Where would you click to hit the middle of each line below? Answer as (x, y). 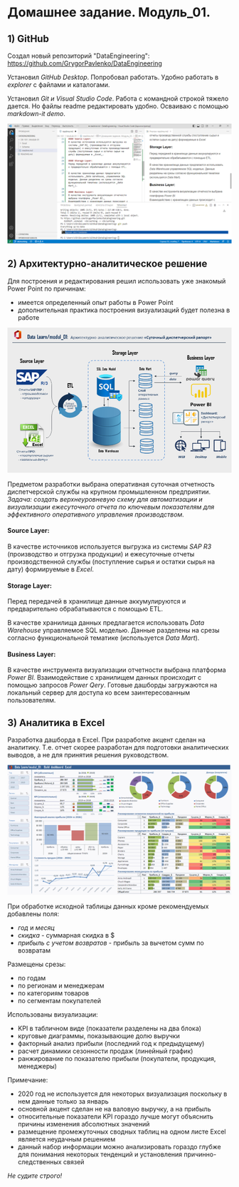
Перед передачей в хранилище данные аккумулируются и (97, 601)
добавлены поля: (33, 913)
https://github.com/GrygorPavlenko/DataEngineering (85, 63)
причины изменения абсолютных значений (84, 1124)
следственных (39, 1161)
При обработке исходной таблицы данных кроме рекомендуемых (108, 906)
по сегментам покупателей (59, 1000)
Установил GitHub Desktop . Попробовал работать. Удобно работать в (113, 77)
